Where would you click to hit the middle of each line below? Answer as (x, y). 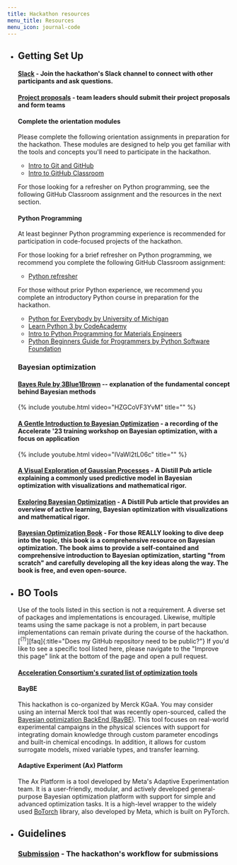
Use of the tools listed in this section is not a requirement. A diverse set (121, 610)
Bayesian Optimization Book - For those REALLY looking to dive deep (121, 533)
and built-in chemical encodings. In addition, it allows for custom (112, 742)
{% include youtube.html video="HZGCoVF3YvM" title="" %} (107, 407)
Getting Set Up (50, 56)
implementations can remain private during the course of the (106, 632)
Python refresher (53, 276)
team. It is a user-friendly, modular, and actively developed (103, 789)
